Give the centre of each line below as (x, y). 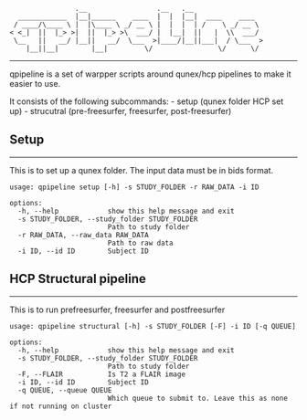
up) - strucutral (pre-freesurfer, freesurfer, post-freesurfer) (121, 111)
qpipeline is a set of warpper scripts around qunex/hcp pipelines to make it (150, 74)
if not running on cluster (61, 406)
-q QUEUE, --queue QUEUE (65, 390)
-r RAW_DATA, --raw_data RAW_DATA (83, 235)
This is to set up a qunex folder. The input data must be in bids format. (142, 170)
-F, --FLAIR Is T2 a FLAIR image (101, 374)
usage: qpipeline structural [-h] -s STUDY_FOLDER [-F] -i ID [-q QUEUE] (153, 326)
